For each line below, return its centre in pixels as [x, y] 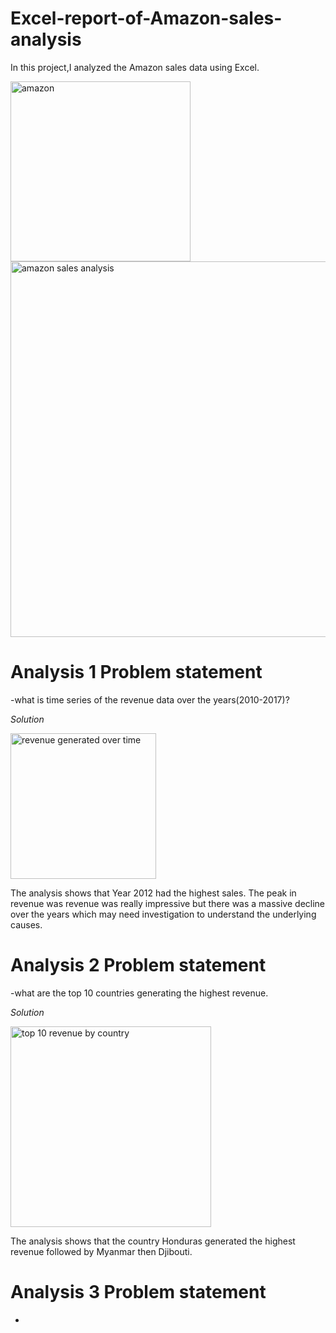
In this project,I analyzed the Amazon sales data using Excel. [135, 67]
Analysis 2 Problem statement [138, 965]
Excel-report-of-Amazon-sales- [146, 18]
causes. [26, 924]
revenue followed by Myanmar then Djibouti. [101, 1251]
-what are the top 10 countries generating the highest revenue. [139, 993]
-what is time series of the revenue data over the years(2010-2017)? [150, 699]
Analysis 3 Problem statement [138, 1292]
